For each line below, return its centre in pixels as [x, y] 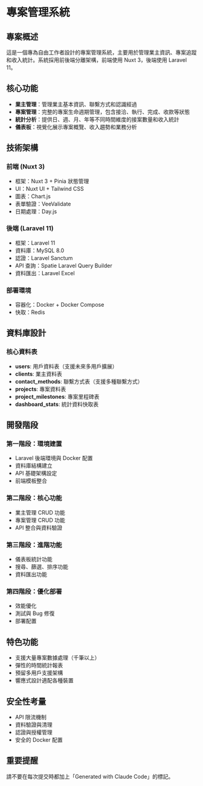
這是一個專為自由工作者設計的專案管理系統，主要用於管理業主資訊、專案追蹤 [101, 52]
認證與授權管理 [34, 732]
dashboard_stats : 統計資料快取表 [57, 404]
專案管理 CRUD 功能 [40, 520]
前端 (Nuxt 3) [26, 167]
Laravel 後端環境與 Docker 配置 [54, 458]
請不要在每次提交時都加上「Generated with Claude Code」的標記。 [90, 776]
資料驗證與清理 [34, 724]
